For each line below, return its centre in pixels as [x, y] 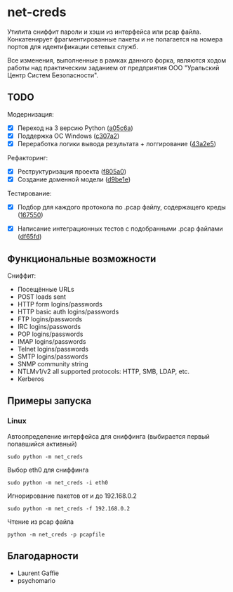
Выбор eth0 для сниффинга [48, 470]
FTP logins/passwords [50, 319]
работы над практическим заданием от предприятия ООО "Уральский [113, 67]
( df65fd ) [29, 237]
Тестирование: [29, 193]
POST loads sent [42, 297]
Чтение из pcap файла [41, 522]
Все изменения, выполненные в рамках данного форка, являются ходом [117, 60]
